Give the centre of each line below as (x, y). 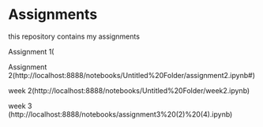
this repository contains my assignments (74, 36)
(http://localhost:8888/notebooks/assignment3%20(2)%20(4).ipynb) (120, 114)
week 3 (20, 106)
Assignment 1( (31, 51)
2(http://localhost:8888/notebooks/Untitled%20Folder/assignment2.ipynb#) (131, 75)
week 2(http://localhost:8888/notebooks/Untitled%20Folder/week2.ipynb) (129, 90)
